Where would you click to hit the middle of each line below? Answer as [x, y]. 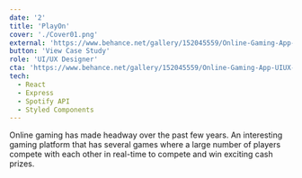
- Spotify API [44, 101]
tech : [19, 76]
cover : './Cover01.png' [54, 34]
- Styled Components [56, 110]
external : [28, 43]
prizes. [22, 164]
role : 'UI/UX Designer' [54, 59]
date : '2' [28, 18]
